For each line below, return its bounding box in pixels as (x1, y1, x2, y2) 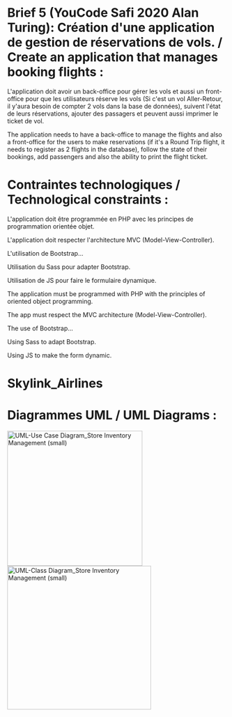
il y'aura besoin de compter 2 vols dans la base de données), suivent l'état (7, 102, 221, 110)
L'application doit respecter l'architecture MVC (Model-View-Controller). (7, 236, 215, 244)
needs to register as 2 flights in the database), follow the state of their (7, 145, 208, 153)
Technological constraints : (7, 192, 169, 208)
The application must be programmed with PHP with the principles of (7, 289, 206, 298)
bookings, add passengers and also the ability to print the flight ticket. (7, 152, 208, 161)
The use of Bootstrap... (7, 324, 73, 332)
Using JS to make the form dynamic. (7, 350, 112, 360)
